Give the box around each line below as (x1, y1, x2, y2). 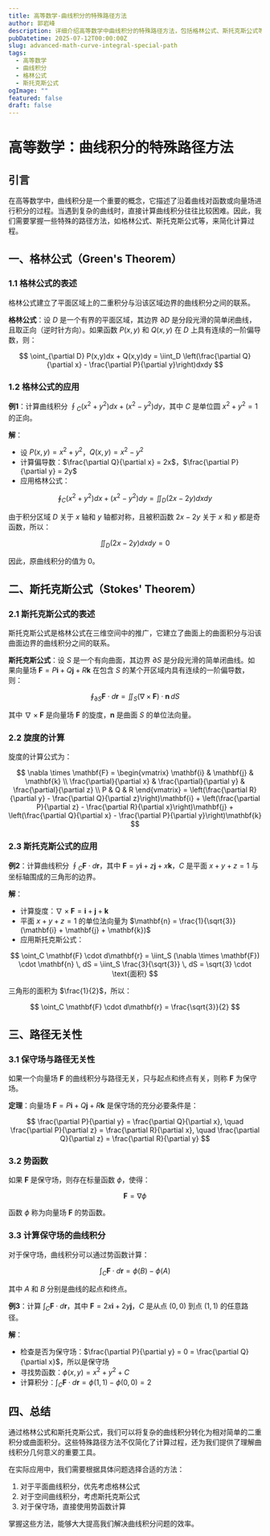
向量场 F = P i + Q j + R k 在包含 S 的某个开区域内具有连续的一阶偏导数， (14, 665, 249, 676)
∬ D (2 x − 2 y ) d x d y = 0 (100, 538, 170, 549)
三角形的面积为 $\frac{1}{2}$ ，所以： (8, 986, 133, 996)
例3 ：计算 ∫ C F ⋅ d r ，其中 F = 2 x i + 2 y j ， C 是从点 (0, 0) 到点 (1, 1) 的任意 (8, 1301, 242, 1313)
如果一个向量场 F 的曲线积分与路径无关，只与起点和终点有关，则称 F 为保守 (8, 1074, 257, 1083)
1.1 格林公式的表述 (8, 278, 78, 290)
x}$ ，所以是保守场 (48, 1357, 110, 1367)
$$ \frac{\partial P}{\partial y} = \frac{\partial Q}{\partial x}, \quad (26, 1117, 243, 1127)
